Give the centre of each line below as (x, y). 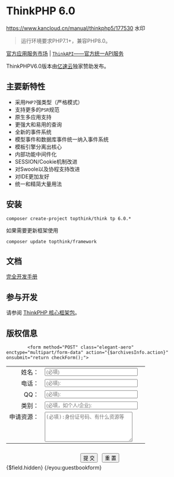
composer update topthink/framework (51, 241)
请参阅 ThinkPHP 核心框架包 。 (43, 313)
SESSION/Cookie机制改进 (46, 161)
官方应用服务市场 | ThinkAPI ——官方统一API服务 (65, 53)
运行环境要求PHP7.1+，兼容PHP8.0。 (66, 40)
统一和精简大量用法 (38, 184)
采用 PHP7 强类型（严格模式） (49, 102)
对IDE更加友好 (32, 176)
